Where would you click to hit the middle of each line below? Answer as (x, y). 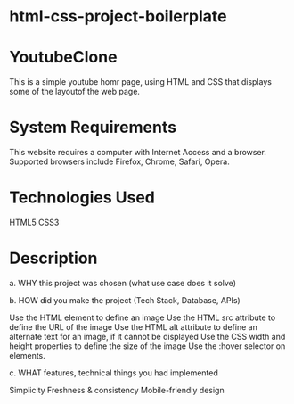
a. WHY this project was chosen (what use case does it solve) (122, 283)
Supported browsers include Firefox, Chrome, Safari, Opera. (119, 161)
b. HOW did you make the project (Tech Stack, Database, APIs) (125, 300)
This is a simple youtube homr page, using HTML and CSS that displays (140, 82)
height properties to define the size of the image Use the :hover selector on (147, 346)
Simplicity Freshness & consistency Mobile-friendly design (117, 390)
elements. (28, 355)
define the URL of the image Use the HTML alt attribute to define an (134, 326)
